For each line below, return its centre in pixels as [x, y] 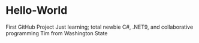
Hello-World [37, 10]
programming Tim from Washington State [57, 33]
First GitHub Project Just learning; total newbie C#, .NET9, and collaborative [99, 27]
